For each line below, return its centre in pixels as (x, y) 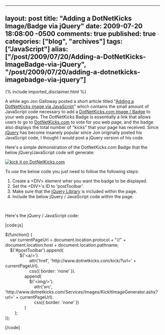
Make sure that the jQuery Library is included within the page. (75, 191)
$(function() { (19, 234)
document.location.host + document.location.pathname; (62, 245)
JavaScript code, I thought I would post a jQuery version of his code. (74, 137)
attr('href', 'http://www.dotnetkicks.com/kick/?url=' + (83, 260)
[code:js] (14, 225)
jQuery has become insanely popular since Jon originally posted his (74, 132)
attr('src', (43, 286)
